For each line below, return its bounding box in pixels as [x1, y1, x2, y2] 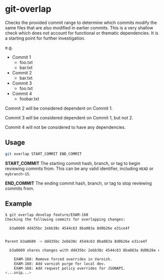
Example [5, 200, 32, 208]
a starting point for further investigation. [5, 35, 85, 41]
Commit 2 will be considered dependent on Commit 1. [5, 105, 113, 111]
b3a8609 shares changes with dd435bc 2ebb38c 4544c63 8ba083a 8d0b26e [9, 248, 156, 253]
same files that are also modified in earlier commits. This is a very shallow [5, 24, 154, 30]
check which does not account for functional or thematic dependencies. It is [5, 30, 159, 36]
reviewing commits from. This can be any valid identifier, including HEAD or [5, 165, 154, 171]
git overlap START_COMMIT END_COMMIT [5, 151, 82, 156]
